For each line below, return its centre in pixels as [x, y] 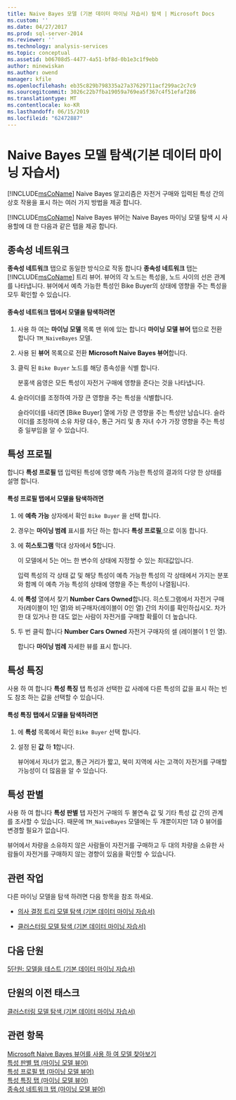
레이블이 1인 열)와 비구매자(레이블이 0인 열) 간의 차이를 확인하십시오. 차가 [126, 607]
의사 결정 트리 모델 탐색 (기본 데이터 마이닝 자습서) [86, 912]
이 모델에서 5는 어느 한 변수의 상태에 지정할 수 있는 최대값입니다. [105, 560]
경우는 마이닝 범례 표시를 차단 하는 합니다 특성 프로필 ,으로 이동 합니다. [113, 530]
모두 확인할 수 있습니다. [39, 295]
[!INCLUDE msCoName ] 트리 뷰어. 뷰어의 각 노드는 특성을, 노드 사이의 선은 [110, 277]
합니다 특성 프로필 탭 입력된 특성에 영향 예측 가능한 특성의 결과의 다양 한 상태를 [115, 472]
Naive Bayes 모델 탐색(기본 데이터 [102, 155]
